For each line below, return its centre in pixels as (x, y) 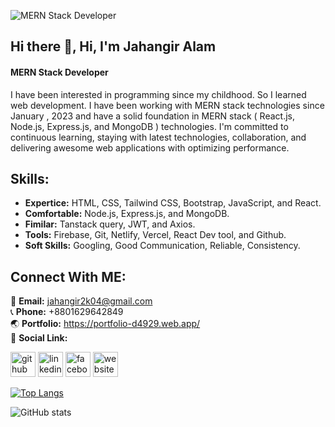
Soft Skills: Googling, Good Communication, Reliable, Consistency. (162, 246)
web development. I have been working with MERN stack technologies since (167, 105)
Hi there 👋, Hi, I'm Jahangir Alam (113, 46)
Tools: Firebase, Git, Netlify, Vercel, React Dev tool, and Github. (155, 235)
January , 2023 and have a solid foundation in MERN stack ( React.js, (152, 116)
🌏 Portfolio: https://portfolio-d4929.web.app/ (105, 324)
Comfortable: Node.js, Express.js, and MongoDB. (127, 214)
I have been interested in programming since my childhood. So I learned (158, 94)
